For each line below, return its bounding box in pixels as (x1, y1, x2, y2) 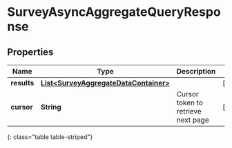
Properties (7, 46, 54, 58)
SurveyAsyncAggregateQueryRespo (7, 4, 221, 20)
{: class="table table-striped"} (7, 133, 93, 141)
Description (176, 67, 216, 76)
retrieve (176, 107, 202, 116)
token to (176, 98, 204, 107)
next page (176, 115, 209, 125)
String (40, 103, 62, 112)
